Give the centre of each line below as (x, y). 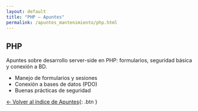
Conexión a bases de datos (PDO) (56, 84)
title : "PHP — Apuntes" (35, 17)
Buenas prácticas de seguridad (53, 90)
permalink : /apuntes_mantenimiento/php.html (62, 22)
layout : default (26, 11)
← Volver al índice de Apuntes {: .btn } (52, 102)
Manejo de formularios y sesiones (56, 78)
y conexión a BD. (27, 67)
